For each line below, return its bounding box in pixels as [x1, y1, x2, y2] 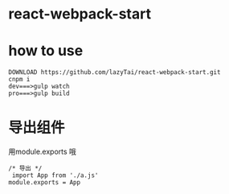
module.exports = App [8, 179, 81, 187]
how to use [8, 42, 84, 60]
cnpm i [8, 76, 31, 84]
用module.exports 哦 [8, 147, 76, 157]
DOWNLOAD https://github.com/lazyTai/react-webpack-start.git [8, 68, 221, 76]
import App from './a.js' [11, 171, 99, 180]
